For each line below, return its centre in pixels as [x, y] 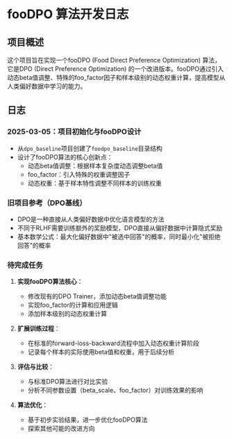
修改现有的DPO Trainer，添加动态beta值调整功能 [97, 296]
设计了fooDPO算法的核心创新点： [65, 157]
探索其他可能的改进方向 [61, 429]
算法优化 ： [33, 405]
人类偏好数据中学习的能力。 [47, 86]
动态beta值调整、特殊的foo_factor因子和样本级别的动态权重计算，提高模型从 [116, 78]
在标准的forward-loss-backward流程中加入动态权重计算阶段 [113, 343]
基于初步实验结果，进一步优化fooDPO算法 [88, 420]
